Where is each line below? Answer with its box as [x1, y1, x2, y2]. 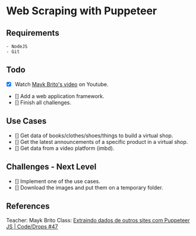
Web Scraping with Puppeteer [6, 4, 157, 18]
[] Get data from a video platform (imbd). [14, 144, 115, 152]
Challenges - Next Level [6, 162, 97, 172]
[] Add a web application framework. [14, 92, 105, 99]
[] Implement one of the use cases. [14, 177, 101, 185]
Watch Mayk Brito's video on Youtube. [14, 80, 109, 87]
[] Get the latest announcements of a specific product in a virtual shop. [14, 138, 188, 145]
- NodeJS [6, 43, 28, 49]
